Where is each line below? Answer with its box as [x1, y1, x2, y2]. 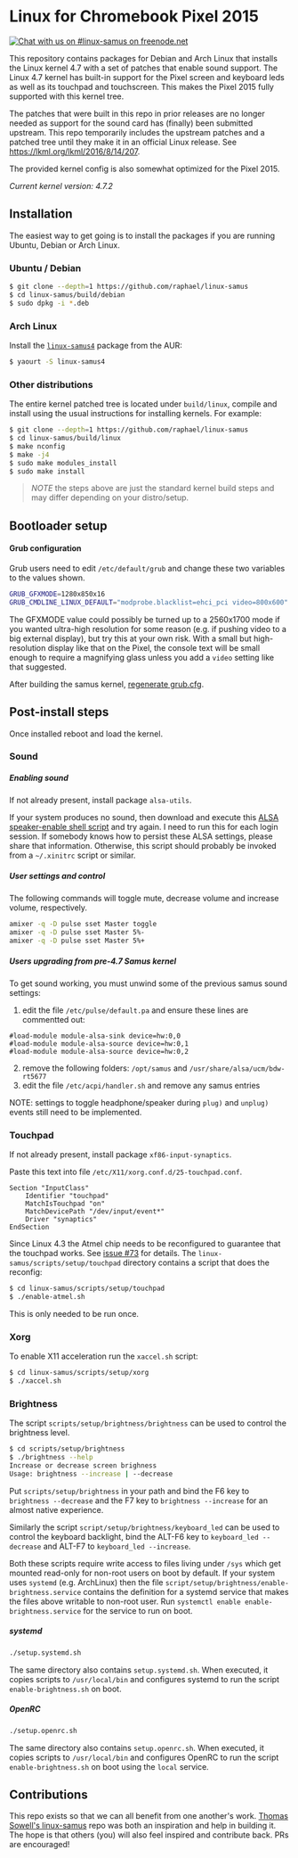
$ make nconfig [9, 441, 66, 451]
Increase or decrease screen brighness [9, 1461, 157, 1470]
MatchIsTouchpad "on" [25, 1199, 105, 1209]
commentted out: [21, 1015, 86, 1024]
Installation [9, 207, 73, 222]
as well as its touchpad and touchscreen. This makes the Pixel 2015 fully [9, 81, 274, 92]
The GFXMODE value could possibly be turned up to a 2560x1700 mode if [9, 613, 280, 625]
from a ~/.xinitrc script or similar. [9, 850, 136, 861]
